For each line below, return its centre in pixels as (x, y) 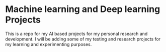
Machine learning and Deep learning (83, 9)
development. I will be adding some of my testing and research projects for (83, 39)
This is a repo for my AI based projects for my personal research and (76, 33)
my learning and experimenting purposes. (49, 44)
